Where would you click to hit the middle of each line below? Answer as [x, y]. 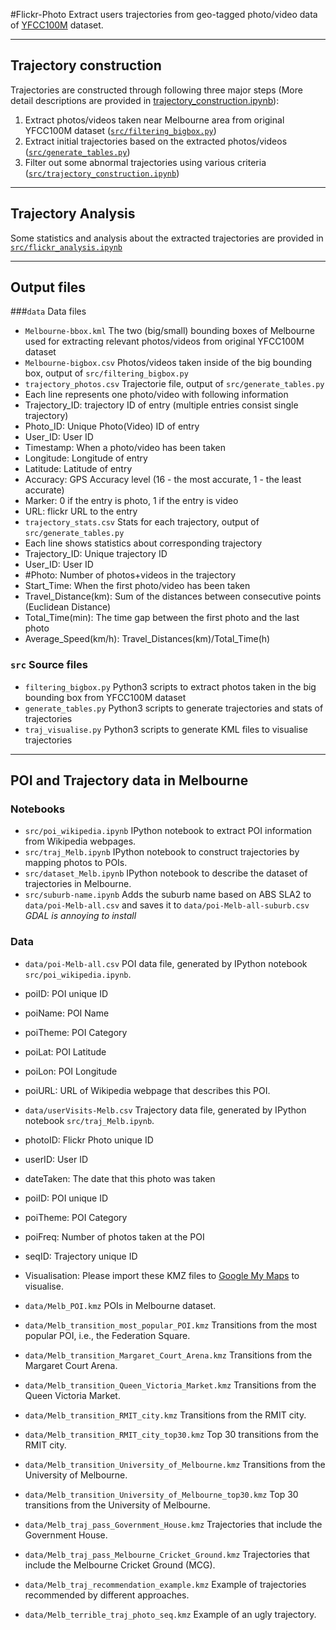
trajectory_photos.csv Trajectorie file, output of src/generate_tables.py [174, 384]
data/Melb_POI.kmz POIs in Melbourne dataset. [120, 1305]
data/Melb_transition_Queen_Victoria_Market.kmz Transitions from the [170, 1385]
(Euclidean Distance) [68, 607]
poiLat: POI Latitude [65, 1051]
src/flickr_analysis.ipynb [66, 247]
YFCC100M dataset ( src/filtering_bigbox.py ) [120, 130]
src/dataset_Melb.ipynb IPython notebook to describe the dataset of [166, 873]
